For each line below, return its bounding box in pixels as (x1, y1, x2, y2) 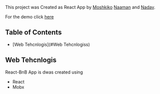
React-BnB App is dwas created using (5, 69, 83, 75)
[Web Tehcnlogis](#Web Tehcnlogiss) (12, 41, 90, 47)
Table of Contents (5, 28, 62, 37)
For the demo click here (5, 14, 54, 19)
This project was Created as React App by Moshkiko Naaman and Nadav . (5, 4, 156, 10)
